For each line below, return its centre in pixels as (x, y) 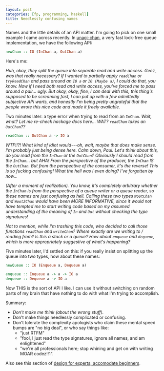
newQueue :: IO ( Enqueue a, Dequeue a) (46, 266)
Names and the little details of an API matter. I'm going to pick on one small (81, 33)
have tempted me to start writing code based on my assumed (68, 206)
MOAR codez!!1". (37, 353)
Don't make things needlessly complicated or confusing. (69, 317)
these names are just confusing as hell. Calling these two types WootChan (79, 196)
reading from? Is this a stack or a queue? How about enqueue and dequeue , (80, 237)
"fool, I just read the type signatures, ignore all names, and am (82, 338)
